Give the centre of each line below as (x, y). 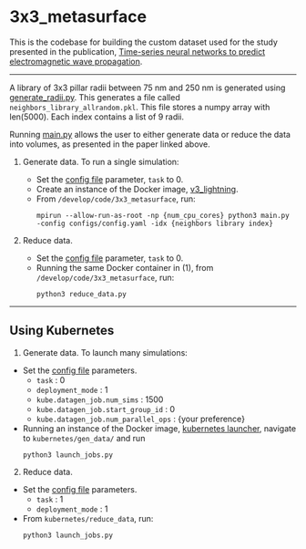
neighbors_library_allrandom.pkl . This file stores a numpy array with (140, 107)
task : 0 (51, 379)
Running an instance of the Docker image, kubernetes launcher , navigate (159, 428)
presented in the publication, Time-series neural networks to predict (138, 51)
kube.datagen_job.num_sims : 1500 (100, 399)
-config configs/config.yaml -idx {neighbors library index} (154, 223)
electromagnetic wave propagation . (76, 61)
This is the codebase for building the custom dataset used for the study (143, 42)
